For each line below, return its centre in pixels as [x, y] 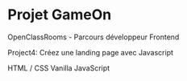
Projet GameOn [60, 15]
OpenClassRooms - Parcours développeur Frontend [93, 37]
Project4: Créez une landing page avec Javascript [91, 52]
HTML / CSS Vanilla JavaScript [59, 68]
